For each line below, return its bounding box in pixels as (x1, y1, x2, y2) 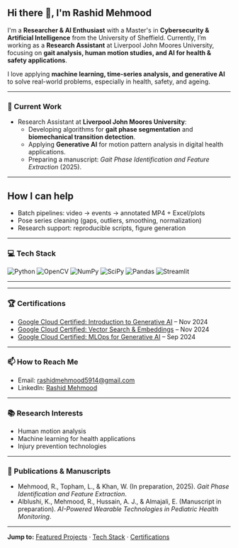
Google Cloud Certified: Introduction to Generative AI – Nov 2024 (17, 317, 208, 326)
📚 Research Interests (7, 408, 84, 418)
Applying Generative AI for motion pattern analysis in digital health (28, 140, 224, 149)
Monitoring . (17, 513, 52, 521)
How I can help (7, 190, 74, 202)
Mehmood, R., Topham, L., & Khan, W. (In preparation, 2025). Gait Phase (17, 482, 229, 491)
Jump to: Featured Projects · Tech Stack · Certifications (7, 532, 170, 542)
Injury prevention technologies (17, 442, 107, 450)
